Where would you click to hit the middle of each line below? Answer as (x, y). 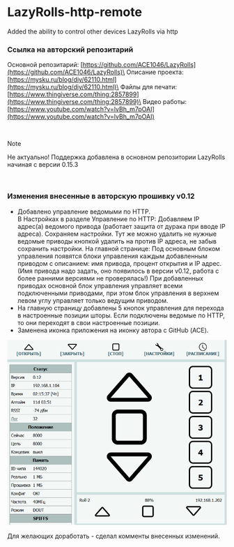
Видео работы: (164, 102)
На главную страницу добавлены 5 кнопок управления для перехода (120, 308)
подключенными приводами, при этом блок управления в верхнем (118, 293)
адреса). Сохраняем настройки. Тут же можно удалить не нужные (117, 234)
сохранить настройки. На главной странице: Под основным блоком (119, 248)
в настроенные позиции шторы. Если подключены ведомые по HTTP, (121, 315)
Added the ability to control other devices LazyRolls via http (93, 31)
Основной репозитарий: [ (45, 65)
